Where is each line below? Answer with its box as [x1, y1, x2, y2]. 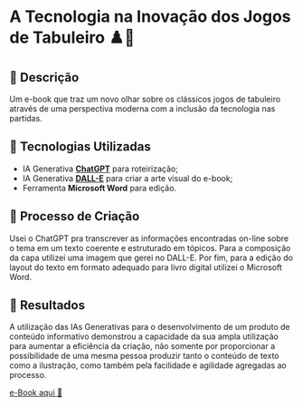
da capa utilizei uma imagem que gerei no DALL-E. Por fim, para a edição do [9, 252, 294, 263]
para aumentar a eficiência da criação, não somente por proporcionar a [9, 341, 276, 352]
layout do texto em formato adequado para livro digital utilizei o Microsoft [9, 261, 283, 273]
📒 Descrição [9, 70, 80, 85]
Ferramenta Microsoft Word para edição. [22, 182, 177, 193]
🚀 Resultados [9, 297, 86, 314]
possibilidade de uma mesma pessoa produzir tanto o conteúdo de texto [9, 351, 279, 362]
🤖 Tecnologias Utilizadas [9, 139, 151, 155]
